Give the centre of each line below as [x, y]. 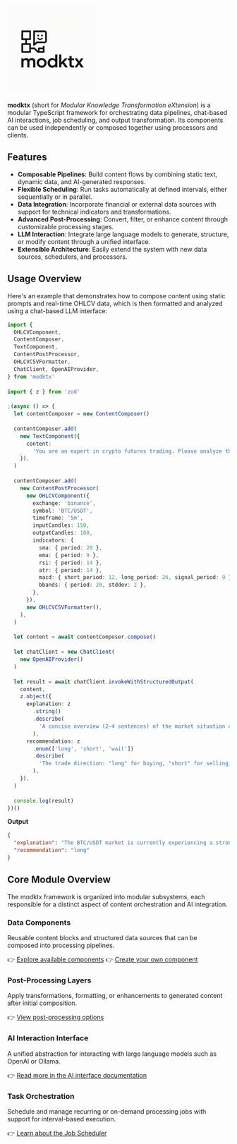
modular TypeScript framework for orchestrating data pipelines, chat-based [117, 112]
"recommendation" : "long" [52, 851]
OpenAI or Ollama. [34, 1061]
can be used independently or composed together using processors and [113, 128]
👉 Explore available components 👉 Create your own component [103, 959]
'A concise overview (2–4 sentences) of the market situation [132, 726]
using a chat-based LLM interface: [57, 311]
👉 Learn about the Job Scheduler [57, 1133]
